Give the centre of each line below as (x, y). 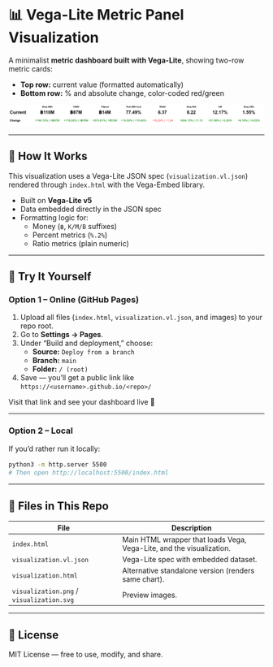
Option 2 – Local (41, 431)
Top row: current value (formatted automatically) (102, 84)
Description (192, 527)
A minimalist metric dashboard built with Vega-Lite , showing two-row (126, 60)
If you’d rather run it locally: (54, 448)
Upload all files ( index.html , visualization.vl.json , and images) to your (141, 318)
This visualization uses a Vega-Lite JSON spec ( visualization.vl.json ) (128, 175)
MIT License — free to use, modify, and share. (86, 654)
